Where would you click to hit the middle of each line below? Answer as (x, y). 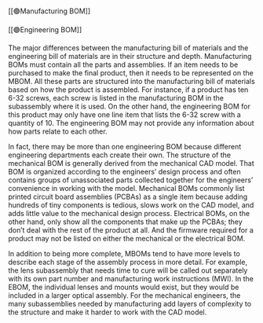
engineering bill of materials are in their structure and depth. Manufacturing (130, 56)
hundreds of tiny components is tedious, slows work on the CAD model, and (131, 205)
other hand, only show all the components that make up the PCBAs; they (126, 222)
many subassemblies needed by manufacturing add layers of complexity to (130, 304)
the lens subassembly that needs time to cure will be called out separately (128, 270)
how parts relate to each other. (58, 131)
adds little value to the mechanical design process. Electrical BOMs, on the (129, 213)
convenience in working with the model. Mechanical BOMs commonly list (126, 188)
